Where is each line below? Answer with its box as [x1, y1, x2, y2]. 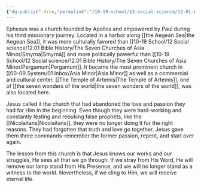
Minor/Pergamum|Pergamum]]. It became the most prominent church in [6, 63, 183, 70]
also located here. [6, 88, 51, 96]
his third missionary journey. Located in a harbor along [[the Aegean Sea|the [6, 31, 195, 39]
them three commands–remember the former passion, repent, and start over [6, 132, 194, 139]
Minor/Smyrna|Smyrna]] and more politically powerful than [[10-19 [6, 50, 170, 57]
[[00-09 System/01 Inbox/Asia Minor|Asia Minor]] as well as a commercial [6, 69, 188, 76]
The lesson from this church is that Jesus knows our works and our [6, 150, 172, 157]
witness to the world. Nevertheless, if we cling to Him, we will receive [6, 168, 177, 176]
